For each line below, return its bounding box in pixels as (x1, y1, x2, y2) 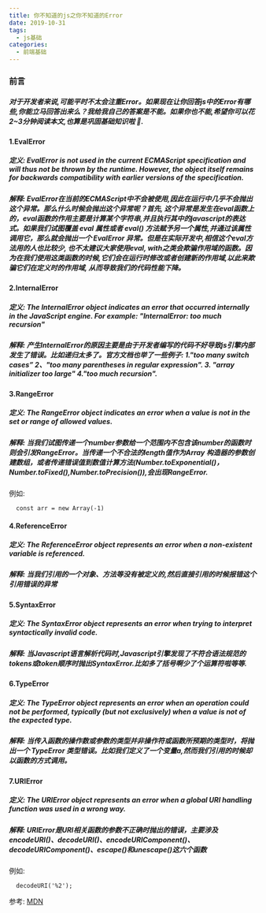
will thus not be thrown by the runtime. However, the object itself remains (9, 165, 254, 174)
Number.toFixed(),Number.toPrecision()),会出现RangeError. (9, 467, 209, 477)
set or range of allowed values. (9, 417, 113, 427)
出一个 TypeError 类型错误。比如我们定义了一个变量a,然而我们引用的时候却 (9, 746, 253, 755)
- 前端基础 (16, 48, 47, 56)
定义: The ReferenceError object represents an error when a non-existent (9, 540, 253, 550)
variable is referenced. (9, 549, 86, 558)
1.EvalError (9, 136, 46, 146)
